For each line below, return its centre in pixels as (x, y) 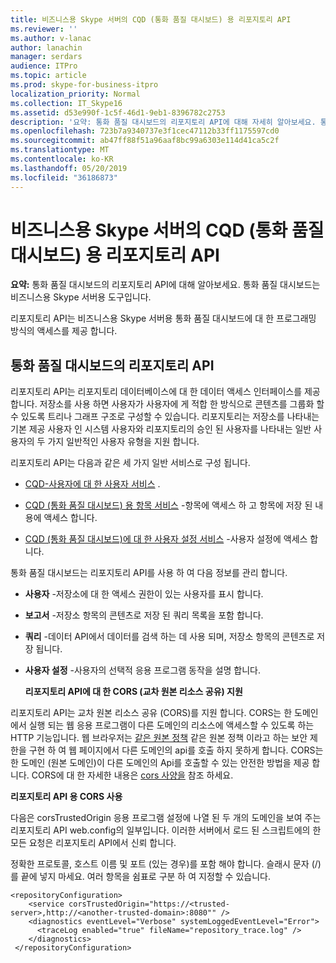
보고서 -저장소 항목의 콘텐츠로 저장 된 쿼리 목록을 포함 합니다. (144, 615)
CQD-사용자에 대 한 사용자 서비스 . (92, 484)
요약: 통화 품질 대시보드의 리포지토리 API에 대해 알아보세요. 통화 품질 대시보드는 (165, 285)
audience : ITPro (44, 66)
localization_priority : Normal (75, 94)
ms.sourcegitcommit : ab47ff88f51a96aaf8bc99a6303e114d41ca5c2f (145, 141)
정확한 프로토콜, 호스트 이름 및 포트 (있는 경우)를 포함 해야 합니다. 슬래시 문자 (160, 864)
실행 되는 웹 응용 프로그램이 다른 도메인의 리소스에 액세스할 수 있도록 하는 (171, 725)
